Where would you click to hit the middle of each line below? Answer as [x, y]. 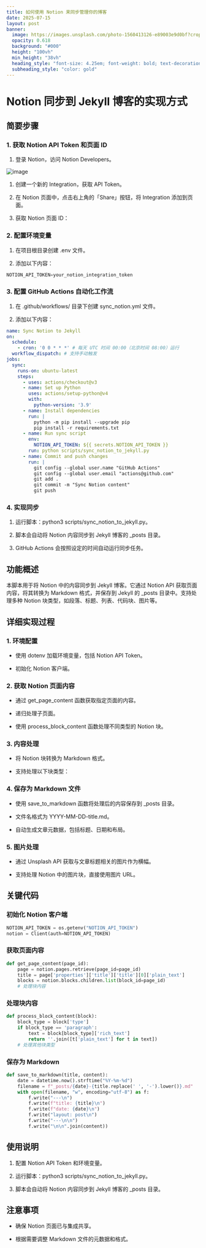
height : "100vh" [32, 52]
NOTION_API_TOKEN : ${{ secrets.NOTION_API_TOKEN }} [101, 445]
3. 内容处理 [23, 744]
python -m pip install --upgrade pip [82, 422]
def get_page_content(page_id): [48, 963]
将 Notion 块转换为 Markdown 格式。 [62, 758]
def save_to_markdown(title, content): [57, 1075]
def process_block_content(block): [52, 1017]
